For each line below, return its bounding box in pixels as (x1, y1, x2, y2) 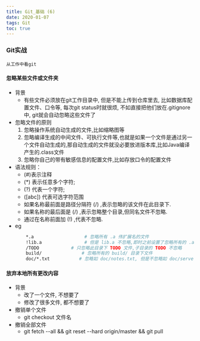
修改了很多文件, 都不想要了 (23, 299, 90, 306)
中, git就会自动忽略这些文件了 (23, 111, 96, 118)
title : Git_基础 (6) (6, 8, 55, 15)
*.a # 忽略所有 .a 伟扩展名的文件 (26, 234, 149, 240)
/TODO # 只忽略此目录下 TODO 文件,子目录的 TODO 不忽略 (26, 245, 182, 251)
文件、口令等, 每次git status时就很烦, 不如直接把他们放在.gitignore (29, 104, 190, 111)
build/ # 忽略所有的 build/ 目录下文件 (26, 250, 153, 256)
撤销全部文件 (14, 321, 46, 328)
